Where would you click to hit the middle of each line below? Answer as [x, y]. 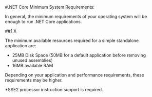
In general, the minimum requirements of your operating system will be [76, 16]
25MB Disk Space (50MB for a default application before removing [79, 55]
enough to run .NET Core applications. [44, 22]
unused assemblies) [32, 60]
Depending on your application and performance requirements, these [75, 75]
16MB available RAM [33, 66]
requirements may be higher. [34, 80]
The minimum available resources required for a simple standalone [72, 40]
